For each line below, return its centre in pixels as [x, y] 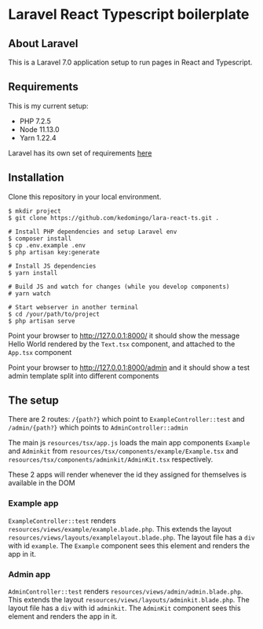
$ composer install [40, 238]
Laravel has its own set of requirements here [80, 153]
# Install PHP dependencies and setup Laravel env [93, 232]
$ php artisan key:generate [54, 252]
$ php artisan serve [42, 321]
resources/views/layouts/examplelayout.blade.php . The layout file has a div [131, 537]
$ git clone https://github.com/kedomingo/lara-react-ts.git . [114, 218]
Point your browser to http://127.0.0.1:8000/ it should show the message [124, 335]
